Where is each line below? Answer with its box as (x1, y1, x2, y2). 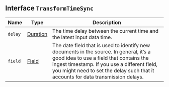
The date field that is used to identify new (52, 42, 150, 49)
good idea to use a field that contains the (52, 54, 149, 61)
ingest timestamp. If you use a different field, (52, 60, 158, 67)
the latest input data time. (52, 34, 112, 41)
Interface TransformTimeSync (5, 4, 94, 13)
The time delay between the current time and (52, 27, 159, 34)
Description (92, 19, 122, 26)
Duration (27, 30, 48, 37)
